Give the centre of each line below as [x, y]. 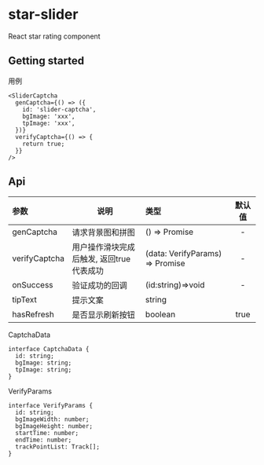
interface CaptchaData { [49, 349]
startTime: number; [47, 433]
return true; [44, 144]
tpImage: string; [44, 370]
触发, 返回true [105, 258]
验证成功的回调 [100, 285]
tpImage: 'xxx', [49, 123]
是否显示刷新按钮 [104, 314]
